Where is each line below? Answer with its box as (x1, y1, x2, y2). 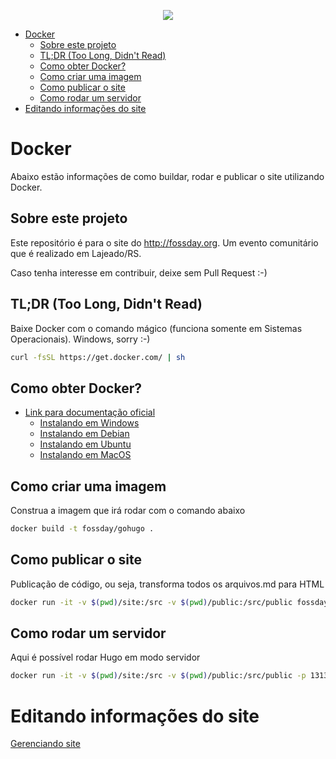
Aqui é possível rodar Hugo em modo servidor (10, 651, 201, 664)
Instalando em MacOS (39, 449, 132, 461)
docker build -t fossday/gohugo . (10, 524, 155, 534)
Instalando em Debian (39, 428, 130, 440)
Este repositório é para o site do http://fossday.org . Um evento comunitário (10, 236, 319, 249)
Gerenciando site (10, 738, 81, 750)
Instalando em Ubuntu (39, 438, 132, 450)
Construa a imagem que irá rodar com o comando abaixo (10, 505, 246, 517)
